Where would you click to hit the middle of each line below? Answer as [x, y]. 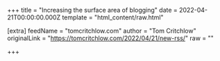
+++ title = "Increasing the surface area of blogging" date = [93, 10]
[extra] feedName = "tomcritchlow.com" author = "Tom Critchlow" [102, 31]
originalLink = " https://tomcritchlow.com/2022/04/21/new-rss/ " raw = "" [110, 38]
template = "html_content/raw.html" [113, 17]
